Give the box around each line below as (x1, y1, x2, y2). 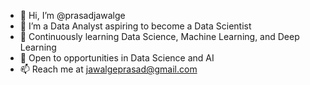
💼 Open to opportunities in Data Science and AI (19, 52, 215, 64)
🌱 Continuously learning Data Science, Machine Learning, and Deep (19, 31, 300, 42)
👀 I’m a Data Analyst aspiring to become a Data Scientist (19, 20, 252, 32)
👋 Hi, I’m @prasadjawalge (19, 10, 126, 21)
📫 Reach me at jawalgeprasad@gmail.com (19, 63, 198, 75)
